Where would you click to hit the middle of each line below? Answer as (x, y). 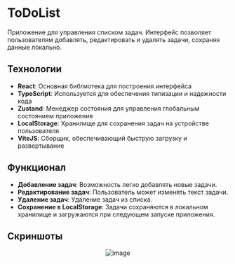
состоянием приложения (55, 116)
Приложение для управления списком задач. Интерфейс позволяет (109, 32)
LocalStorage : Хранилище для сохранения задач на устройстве (113, 123)
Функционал (37, 168)
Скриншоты (35, 236)
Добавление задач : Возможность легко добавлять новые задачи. (117, 184)
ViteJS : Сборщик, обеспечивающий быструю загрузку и (102, 138)
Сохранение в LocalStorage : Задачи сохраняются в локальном (113, 207)
